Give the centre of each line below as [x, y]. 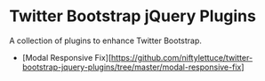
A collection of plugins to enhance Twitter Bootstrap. [106, 40]
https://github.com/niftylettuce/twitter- [182, 57]
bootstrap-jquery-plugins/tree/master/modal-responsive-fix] [133, 67]
